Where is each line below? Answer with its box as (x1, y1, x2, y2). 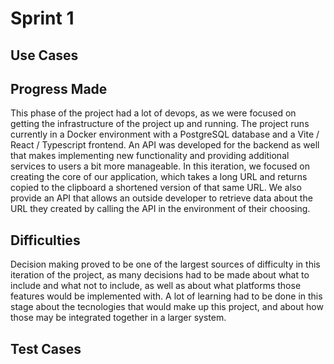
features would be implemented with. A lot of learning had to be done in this (10, 290, 323, 302)
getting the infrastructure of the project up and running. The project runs (10, 118, 310, 130)
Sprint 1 (10, 7, 75, 30)
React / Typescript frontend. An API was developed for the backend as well (10, 139, 320, 151)
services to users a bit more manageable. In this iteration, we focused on (10, 160, 310, 172)
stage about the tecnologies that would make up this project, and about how (10, 301, 324, 313)
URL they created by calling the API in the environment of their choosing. (10, 203, 311, 215)
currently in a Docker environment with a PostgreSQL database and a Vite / (10, 128, 320, 141)
